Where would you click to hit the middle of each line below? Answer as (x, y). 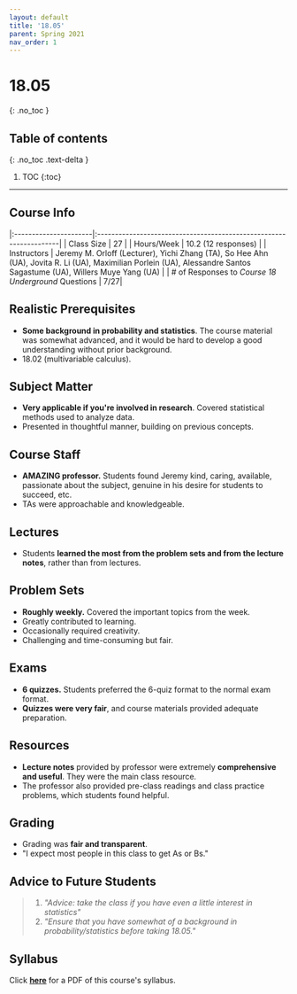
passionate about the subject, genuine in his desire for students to (142, 485)
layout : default (39, 17)
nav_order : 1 (33, 42)
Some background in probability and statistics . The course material (147, 330)
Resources (39, 745)
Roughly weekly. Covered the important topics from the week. (136, 611)
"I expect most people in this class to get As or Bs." (115, 854)
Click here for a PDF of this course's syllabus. (92, 980)
